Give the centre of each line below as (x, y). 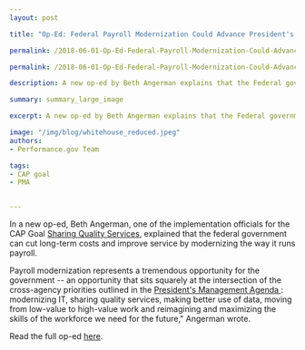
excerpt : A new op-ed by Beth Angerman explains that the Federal (138, 116)
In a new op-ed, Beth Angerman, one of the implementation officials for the (150, 224)
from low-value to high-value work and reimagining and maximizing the (143, 309)
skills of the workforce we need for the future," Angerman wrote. (130, 319)
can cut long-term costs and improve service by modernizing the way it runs (152, 243)
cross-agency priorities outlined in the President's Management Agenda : (147, 290)
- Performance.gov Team (54, 149)
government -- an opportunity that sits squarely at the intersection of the (145, 280)
